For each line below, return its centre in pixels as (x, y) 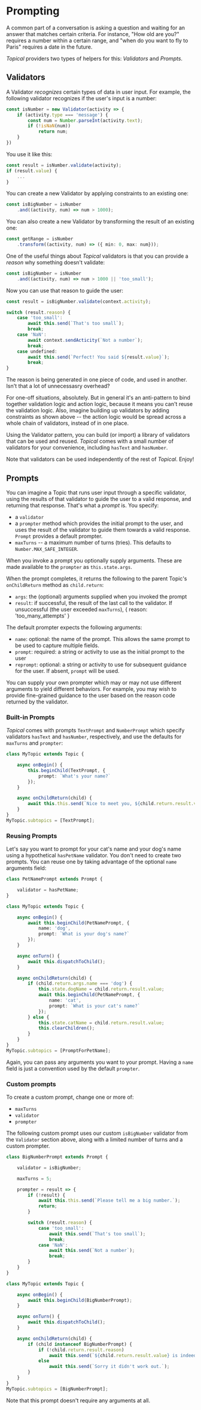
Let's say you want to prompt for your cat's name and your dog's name (94, 849)
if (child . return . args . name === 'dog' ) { (80, 983)
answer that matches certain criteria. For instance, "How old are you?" (93, 34)
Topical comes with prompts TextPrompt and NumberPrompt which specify (95, 731)
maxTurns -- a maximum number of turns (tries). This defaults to (93, 542)
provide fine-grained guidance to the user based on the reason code (91, 695)
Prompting (33, 11)
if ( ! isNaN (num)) (49, 126)
